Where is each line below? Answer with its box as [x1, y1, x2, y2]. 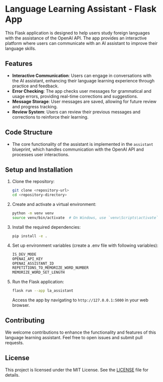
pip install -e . [12, 233, 48, 239]
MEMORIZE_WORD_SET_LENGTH [12, 270, 65, 275]
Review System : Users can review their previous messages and [12, 109, 141, 115]
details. [5, 372, 20, 378]
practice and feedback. [12, 83, 59, 89]
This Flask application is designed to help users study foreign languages [5, 30, 150, 36]
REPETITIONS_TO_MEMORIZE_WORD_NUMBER [12, 265, 89, 270]
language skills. [5, 45, 36, 51]
